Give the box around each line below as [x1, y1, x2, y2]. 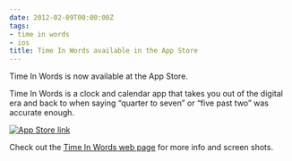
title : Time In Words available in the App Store [9, 47, 199, 55]
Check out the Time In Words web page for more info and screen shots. [9, 142, 274, 153]
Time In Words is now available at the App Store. [9, 71, 188, 81]
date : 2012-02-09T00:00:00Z [9, 13, 115, 22]
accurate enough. [9, 107, 74, 118]
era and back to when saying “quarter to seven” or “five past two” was [9, 97, 269, 108]
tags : [9, 21, 30, 30]
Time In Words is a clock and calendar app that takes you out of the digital [9, 89, 284, 99]
